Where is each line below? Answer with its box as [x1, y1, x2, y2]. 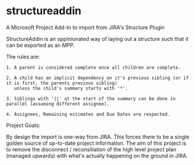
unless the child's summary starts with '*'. [14, 85, 128, 91]
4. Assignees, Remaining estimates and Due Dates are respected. [6, 111, 170, 117]
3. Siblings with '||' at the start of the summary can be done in [6, 96, 176, 101]
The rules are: [6, 53, 40, 60]
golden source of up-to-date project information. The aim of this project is [6, 139, 187, 147]
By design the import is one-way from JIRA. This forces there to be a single [6, 133, 190, 140]
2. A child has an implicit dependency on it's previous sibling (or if [6, 75, 189, 81]
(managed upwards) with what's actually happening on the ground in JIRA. [6, 152, 188, 159]
